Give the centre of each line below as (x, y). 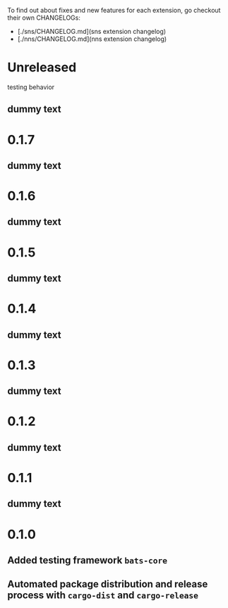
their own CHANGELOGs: (44, 18)
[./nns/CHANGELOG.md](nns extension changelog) (92, 39)
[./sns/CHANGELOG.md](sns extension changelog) (92, 31)
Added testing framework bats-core (88, 560)
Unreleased (42, 68)
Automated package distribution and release (108, 584)
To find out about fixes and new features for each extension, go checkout (114, 10)
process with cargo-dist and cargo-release (103, 596)
